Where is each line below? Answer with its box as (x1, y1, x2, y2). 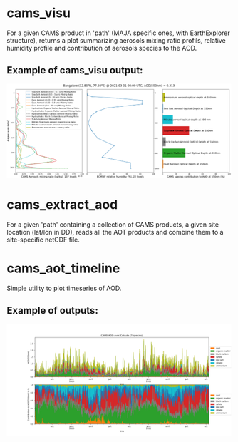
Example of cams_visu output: (6, 64, 143, 76)
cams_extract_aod (6, 197, 118, 213)
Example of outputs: (6, 304, 99, 317)
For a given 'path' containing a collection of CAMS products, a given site (6, 220, 219, 229)
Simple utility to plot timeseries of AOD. (6, 284, 122, 292)
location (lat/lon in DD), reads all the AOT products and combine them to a (6, 227, 224, 236)
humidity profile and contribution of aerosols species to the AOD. (6, 43, 197, 52)
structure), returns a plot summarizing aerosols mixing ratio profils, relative (6, 36, 226, 44)
